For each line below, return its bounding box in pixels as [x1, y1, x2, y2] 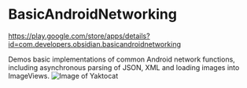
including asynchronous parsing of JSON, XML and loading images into [8, 62, 240, 72]
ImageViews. [8, 71, 50, 80]
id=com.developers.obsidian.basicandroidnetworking [8, 39, 182, 48]
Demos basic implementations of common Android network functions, [8, 55, 236, 64]
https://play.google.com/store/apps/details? [8, 31, 151, 40]
